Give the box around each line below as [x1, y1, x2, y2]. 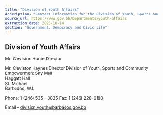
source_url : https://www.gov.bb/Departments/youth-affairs [5, 16, 127, 21]
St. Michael [5, 80, 28, 86]
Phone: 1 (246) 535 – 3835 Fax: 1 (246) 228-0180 [5, 95, 103, 101]
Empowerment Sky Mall [5, 70, 52, 76]
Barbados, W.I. [5, 86, 34, 91]
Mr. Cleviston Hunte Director [5, 56, 62, 61]
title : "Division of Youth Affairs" [5, 7, 79, 12]
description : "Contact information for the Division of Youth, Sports [5, 12, 151, 16]
